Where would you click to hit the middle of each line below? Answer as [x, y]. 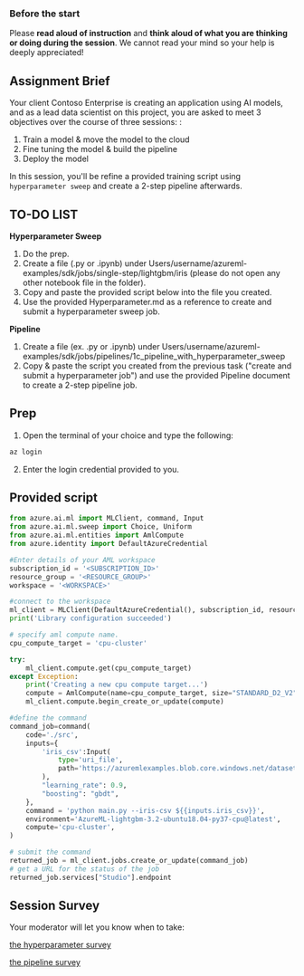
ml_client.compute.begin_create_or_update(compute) [125, 702]
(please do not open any [235, 273]
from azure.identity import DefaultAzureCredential [109, 544]
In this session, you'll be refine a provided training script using [125, 177]
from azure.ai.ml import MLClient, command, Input [107, 519]
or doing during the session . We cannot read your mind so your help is [142, 43]
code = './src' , [52, 735]
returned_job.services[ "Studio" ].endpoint [90, 877]
